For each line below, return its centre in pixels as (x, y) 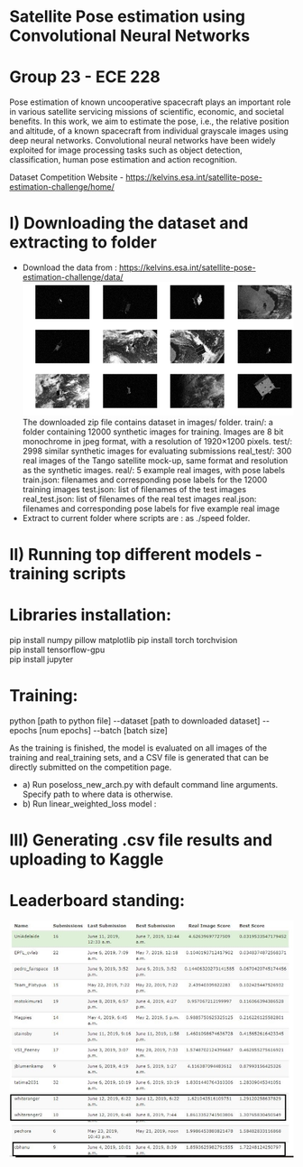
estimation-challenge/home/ (62, 187)
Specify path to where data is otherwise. (97, 794)
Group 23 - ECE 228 (85, 77)
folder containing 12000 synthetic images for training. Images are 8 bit (153, 432)
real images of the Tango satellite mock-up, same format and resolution (155, 460)
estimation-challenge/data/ (73, 277)
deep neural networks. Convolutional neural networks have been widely (143, 141)
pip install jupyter (41, 659)
